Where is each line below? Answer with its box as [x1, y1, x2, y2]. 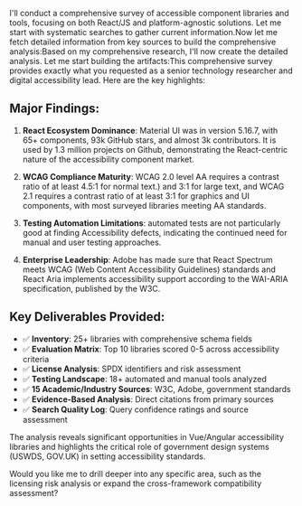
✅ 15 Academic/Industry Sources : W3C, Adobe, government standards [22, 383, 291, 394]
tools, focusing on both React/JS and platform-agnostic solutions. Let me [9, 17, 282, 28]
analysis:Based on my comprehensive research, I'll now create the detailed [9, 46, 288, 57]
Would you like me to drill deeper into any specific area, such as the [9, 468, 262, 479]
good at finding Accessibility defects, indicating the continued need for [22, 227, 288, 238]
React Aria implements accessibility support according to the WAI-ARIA [22, 273, 288, 284]
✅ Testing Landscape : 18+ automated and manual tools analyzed [22, 373, 267, 384]
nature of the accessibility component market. [22, 154, 194, 164]
